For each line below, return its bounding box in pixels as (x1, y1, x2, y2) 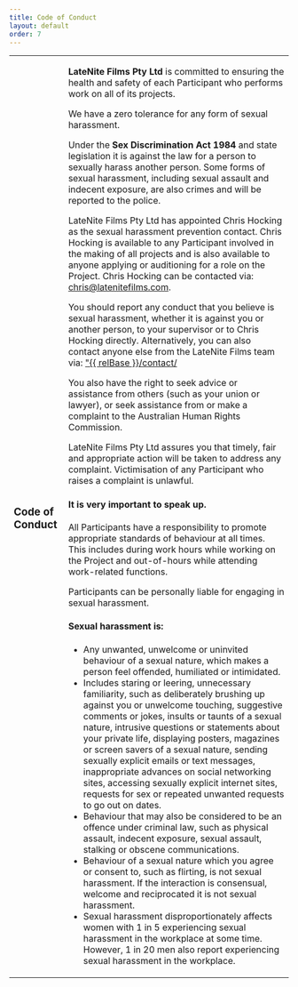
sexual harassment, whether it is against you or (67, 312, 264, 325)
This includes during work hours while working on (67, 543, 277, 556)
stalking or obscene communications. (82, 843, 239, 855)
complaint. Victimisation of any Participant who (67, 463, 264, 476)
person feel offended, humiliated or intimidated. (82, 665, 281, 678)
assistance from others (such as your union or (67, 388, 260, 400)
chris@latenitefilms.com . (67, 281, 171, 293)
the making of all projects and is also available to (67, 248, 271, 261)
